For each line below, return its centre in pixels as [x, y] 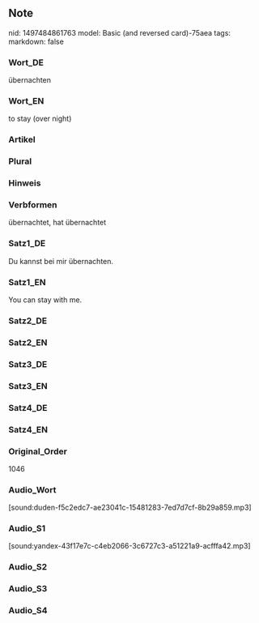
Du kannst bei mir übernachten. [61, 261]
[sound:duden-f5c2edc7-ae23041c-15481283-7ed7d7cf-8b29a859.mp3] [130, 508]
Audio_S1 [27, 528]
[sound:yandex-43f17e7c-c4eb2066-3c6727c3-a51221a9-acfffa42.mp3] [129, 546]
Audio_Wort [32, 489]
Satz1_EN [27, 282]
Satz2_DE [28, 321]
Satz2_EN [28, 342]
